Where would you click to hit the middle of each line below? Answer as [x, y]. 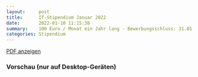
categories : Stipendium [36, 34]
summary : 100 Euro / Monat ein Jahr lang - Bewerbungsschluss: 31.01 [99, 29]
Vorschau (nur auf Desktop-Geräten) [61, 67]
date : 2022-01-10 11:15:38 [48, 23]
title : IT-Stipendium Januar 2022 [56, 17]
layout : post [28, 12]
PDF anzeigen [23, 51]
